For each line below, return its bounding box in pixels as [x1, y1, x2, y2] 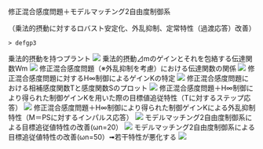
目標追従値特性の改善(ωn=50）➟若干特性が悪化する [8, 133, 177, 141]
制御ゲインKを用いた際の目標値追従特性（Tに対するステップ [49, 93, 244, 102]
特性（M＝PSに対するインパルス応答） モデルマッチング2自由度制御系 [8, 113, 246, 122]
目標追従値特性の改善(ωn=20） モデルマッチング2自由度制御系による [21, 122, 255, 132]
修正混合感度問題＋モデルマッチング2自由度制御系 [8, 7, 171, 16]
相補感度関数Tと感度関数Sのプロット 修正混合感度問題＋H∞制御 [28, 83, 247, 93]
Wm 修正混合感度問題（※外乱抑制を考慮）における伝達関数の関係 [14, 64, 237, 73]
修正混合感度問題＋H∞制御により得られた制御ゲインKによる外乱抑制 [33, 103, 256, 112]
